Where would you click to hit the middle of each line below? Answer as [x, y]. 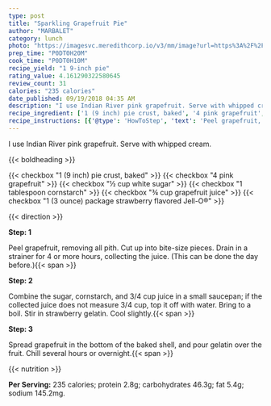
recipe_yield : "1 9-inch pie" [59, 69]
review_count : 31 [38, 83]
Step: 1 [20, 232]
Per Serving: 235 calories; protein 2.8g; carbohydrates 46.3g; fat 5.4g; [126, 384]
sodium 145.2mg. [37, 393]
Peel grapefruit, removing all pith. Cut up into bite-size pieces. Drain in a [128, 248]
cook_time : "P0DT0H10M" [48, 61]
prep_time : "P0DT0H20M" [48, 53]
